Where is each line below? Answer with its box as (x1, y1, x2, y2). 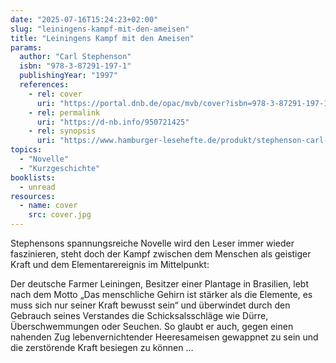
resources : (10, 191, 56, 201)
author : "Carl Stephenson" (19, 52, 132, 62)
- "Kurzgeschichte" (19, 163, 101, 173)
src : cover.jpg (28, 210, 92, 220)
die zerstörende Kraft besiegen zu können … (10, 342, 194, 353)
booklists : (10, 172, 56, 183)
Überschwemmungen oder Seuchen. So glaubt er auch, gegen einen (10, 321, 294, 332)
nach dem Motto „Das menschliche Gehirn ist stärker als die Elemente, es (10, 289, 313, 300)
